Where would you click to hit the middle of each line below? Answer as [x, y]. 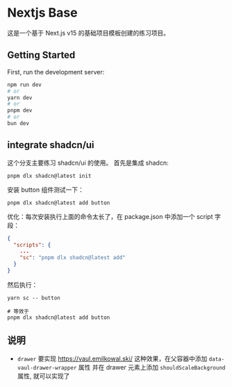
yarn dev [20, 98]
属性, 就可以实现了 [43, 376]
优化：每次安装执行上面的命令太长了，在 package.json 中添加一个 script [110, 216]
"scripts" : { [32, 245]
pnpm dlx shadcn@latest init [49, 176]
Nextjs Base [42, 13]
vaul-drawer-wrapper [47, 368]
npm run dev [24, 85]
